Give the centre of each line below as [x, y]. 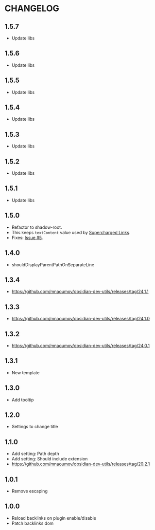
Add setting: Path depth [35, 454]
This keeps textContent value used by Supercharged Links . [71, 232]
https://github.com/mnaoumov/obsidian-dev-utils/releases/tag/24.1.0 [81, 319]
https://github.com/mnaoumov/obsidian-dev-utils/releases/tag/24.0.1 [81, 346]
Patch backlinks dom [33, 523]
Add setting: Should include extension [50, 459]
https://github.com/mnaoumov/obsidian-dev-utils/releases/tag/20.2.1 [81, 464]
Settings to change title [35, 427]
